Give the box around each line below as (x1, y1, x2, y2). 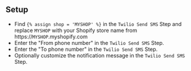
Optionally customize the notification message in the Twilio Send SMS (14, 51, 186, 59)
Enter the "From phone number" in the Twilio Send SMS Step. (14, 39, 165, 46)
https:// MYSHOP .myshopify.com (14, 33, 88, 40)
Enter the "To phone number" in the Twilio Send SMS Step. (14, 46, 158, 53)
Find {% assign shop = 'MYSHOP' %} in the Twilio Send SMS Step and (14, 20, 182, 27)
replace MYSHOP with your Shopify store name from (14, 27, 138, 34)
